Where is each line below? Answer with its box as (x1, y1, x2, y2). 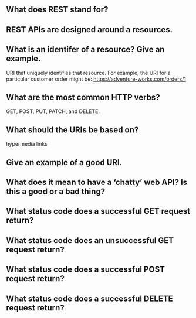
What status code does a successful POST (6, 265, 165, 275)
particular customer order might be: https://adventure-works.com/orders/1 (6, 76, 187, 83)
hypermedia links (6, 141, 48, 148)
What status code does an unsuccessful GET (6, 235, 174, 245)
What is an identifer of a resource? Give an (6, 45, 165, 54)
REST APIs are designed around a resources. (6, 25, 173, 35)
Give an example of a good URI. (6, 158, 123, 167)
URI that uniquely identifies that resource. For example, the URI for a (6, 69, 171, 76)
